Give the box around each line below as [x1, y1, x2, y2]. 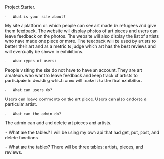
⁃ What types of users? [5, 59, 57, 63]
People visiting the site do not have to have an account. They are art [5, 67, 143, 73]
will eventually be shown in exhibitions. [5, 49, 84, 54]
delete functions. [5, 135, 39, 140]
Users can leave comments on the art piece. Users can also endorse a [5, 96, 147, 102]
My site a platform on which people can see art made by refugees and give [5, 23, 157, 28]
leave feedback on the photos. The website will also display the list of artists [5, 33, 159, 39]
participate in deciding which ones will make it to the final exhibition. [5, 78, 143, 83]
